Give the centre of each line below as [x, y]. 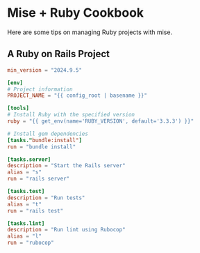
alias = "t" [24, 204]
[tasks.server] [29, 159]
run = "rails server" [39, 179]
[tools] [18, 108]
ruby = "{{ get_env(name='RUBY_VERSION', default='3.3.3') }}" [101, 121]
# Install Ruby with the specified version [71, 115]
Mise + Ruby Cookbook [76, 13]
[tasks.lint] [26, 223]
